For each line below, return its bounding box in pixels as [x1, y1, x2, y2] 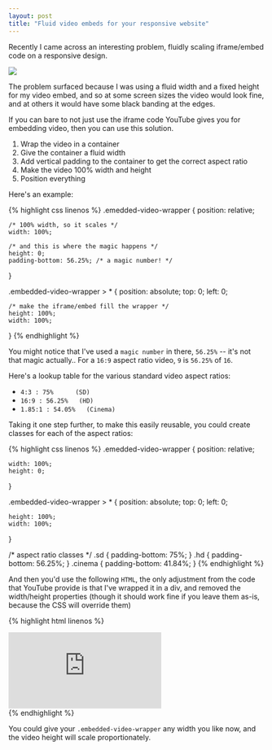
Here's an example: [8, 189, 73, 199]
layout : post [8, 11, 53, 20]
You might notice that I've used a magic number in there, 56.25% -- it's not [8, 347, 251, 356]
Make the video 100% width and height [20, 164, 152, 175]
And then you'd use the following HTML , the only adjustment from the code [8, 574, 256, 584]
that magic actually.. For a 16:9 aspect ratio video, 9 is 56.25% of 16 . [8, 355, 234, 364]
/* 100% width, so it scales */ [8, 220, 118, 229]
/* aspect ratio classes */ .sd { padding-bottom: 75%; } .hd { [8, 550, 210, 560]
